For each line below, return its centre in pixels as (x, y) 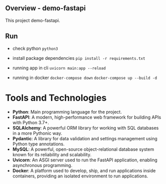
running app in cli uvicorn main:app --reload (59, 68)
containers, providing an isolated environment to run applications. (80, 176)
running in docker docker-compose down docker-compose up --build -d (85, 77)
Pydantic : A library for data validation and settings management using (85, 138)
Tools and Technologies (56, 98)
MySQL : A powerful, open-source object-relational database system (83, 149)
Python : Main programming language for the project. (67, 112)
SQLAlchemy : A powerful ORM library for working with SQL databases (86, 128)
